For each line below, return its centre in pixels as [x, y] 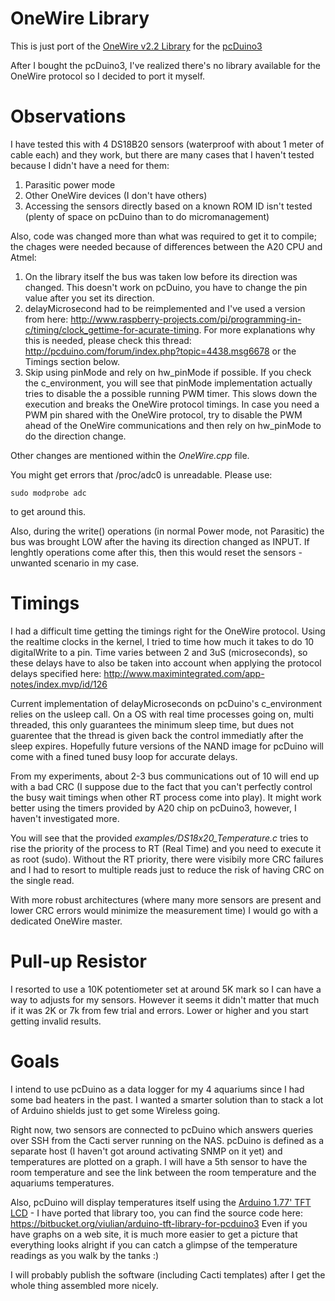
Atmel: [23, 257]
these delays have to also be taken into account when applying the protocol [166, 663]
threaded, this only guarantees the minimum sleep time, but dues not [152, 724]
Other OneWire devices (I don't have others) [116, 195]
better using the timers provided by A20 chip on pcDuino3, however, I [153, 808]
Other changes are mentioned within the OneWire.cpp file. [130, 455]
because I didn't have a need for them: [90, 165]
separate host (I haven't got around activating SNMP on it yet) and [146, 1151]
